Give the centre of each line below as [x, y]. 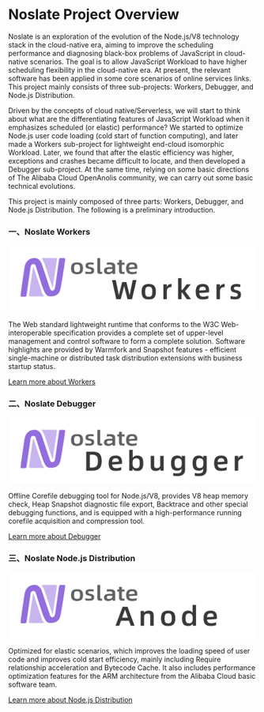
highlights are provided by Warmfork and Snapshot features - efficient [123, 349]
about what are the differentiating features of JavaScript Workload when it [129, 119]
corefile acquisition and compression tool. [76, 521]
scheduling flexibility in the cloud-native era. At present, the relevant [119, 70]
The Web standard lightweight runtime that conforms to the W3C [114, 324]
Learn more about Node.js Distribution [70, 699]
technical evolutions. [42, 186]
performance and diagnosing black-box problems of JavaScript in [115, 53]
